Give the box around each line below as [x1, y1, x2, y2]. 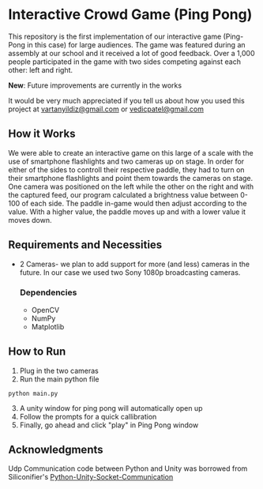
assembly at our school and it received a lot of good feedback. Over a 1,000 [8, 48, 255, 58]
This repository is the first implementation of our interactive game [8, 32, 222, 41]
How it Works [8, 127, 76, 141]
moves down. [8, 215, 52, 224]
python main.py [8, 389, 58, 397]
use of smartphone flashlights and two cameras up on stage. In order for [8, 156, 245, 166]
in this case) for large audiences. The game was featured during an [27, 39, 246, 49]
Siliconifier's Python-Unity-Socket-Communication [8, 472, 174, 482]
